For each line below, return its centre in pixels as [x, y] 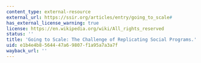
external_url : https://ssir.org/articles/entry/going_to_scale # [89, 17]
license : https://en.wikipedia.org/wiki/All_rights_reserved [85, 28]
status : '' [20, 34]
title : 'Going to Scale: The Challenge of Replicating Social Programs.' [102, 40]
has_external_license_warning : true [53, 23]
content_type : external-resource [49, 12]
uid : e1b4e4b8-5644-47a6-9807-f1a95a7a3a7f [62, 46]
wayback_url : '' [27, 51]
